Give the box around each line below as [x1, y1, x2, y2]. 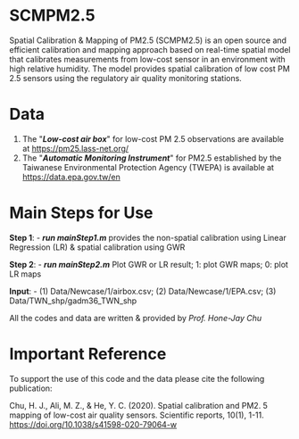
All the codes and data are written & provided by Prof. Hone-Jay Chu [9, 312, 262, 323]
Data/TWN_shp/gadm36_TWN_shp [9, 295, 137, 306]
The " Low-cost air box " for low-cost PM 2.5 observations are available [21, 133, 284, 144]
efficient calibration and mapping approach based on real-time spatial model [9, 44, 292, 54]
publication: [9, 383, 53, 393]
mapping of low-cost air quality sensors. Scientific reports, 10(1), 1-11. [9, 410, 265, 420]
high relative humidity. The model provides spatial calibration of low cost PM [9, 63, 290, 74]
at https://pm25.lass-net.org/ [21, 143, 129, 153]
